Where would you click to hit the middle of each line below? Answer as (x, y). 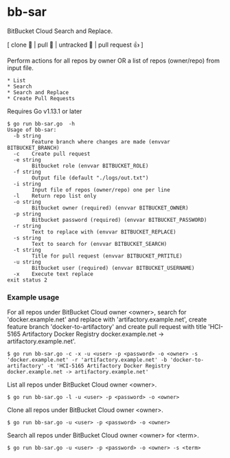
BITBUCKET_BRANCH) (33, 148)
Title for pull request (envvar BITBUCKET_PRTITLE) (107, 256)
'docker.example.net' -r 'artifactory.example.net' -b (87, 360)
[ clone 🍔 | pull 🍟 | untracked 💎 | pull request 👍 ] (75, 45)
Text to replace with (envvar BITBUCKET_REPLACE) (104, 232)
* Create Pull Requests (41, 98)
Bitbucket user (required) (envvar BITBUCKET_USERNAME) (113, 268)
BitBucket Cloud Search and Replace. (60, 31)
